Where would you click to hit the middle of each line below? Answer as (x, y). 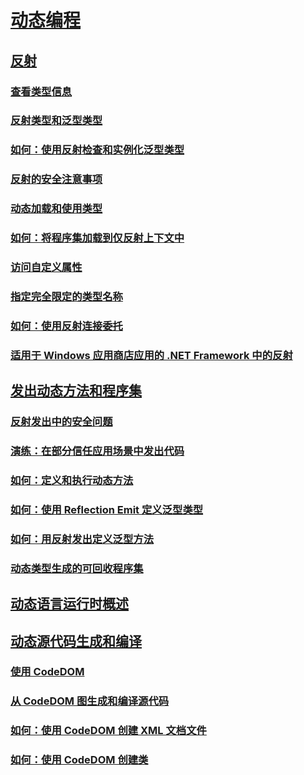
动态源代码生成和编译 (76, 641)
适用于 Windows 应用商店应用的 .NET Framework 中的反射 (151, 355)
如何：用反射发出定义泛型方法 (82, 539)
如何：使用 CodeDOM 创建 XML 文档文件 (108, 731)
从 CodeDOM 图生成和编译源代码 (90, 701)
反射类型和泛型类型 (56, 121)
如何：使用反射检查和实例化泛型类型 (97, 150)
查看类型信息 (41, 91)
